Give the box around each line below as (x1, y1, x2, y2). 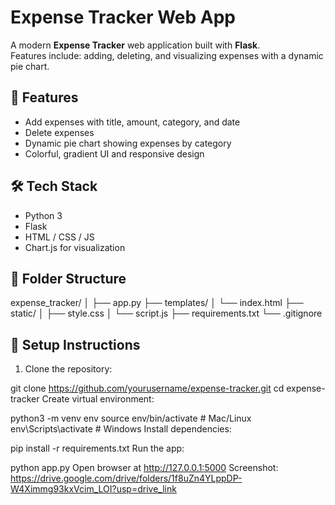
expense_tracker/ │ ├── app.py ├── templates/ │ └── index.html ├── (10, 297, 304, 309)
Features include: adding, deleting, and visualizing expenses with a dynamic (10, 49, 324, 61)
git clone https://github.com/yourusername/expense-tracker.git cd (10, 382, 285, 395)
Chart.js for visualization (24, 241, 126, 253)
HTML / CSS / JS (24, 231, 95, 243)
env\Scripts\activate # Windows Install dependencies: (10, 423, 232, 435)
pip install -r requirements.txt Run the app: (10, 442, 185, 455)
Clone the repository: (24, 363, 113, 375)
